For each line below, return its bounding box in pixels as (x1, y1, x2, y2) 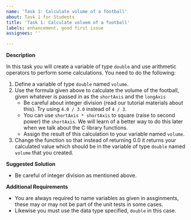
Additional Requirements (6, 183, 69, 191)
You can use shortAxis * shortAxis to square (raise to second (23, 112, 175, 119)
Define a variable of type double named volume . (14, 80, 129, 88)
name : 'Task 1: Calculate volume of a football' (6, 8, 128, 15)
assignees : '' (6, 31, 41, 36)
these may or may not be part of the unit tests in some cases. (14, 201, 163, 208)
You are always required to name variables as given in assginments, (14, 195, 179, 202)
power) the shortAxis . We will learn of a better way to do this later (23, 118, 183, 125)
